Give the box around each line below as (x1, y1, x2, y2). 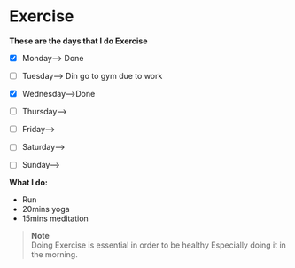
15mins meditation (21, 213, 89, 224)
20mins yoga (21, 204, 70, 215)
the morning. (30, 249, 78, 260)
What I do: (9, 177, 49, 188)
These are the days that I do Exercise (9, 35, 148, 46)
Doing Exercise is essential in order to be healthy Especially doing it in (30, 240, 286, 250)
